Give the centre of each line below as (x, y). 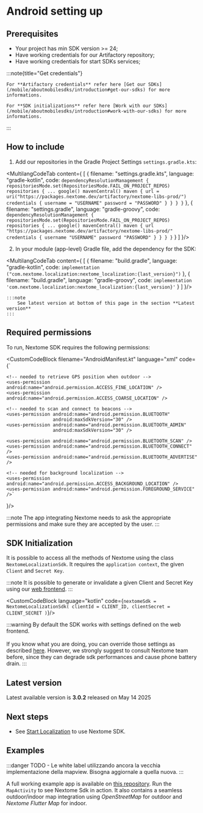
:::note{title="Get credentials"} (45, 73)
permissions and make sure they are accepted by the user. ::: (83, 524)
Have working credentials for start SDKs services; (78, 61)
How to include (36, 147)
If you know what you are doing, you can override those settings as (91, 644)
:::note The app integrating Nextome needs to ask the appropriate (89, 517)
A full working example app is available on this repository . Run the (89, 784)
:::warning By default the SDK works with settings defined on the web (94, 625)
